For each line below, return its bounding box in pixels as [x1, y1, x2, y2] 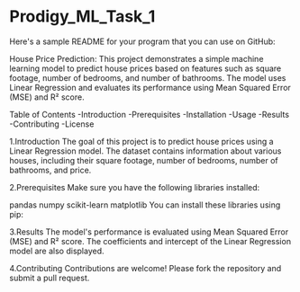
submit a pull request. [9, 272, 90, 283]
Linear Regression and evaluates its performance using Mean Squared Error [9, 82, 291, 93]
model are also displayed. [9, 245, 105, 256]
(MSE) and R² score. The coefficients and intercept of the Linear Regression [9, 235, 291, 246]
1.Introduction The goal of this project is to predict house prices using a [9, 136, 274, 146]
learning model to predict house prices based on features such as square [9, 63, 282, 74]
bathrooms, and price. [9, 164, 92, 175]
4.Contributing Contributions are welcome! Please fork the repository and [9, 262, 282, 273]
